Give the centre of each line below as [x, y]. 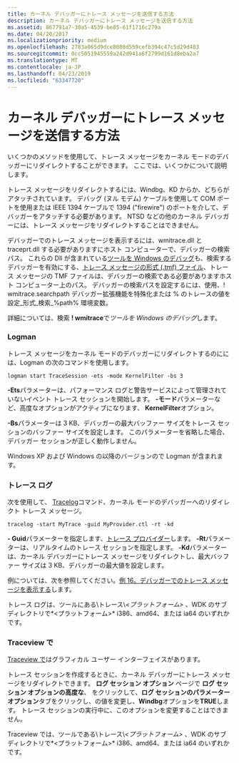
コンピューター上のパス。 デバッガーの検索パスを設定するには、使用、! [120, 285]
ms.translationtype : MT [43, 61]
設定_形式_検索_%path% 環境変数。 [60, 303]
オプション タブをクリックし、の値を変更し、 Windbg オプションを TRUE [112, 701]
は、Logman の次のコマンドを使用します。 [70, 362]
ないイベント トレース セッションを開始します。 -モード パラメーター [114, 399]
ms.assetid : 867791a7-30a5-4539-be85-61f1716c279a [84, 27]
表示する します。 [51, 589]
